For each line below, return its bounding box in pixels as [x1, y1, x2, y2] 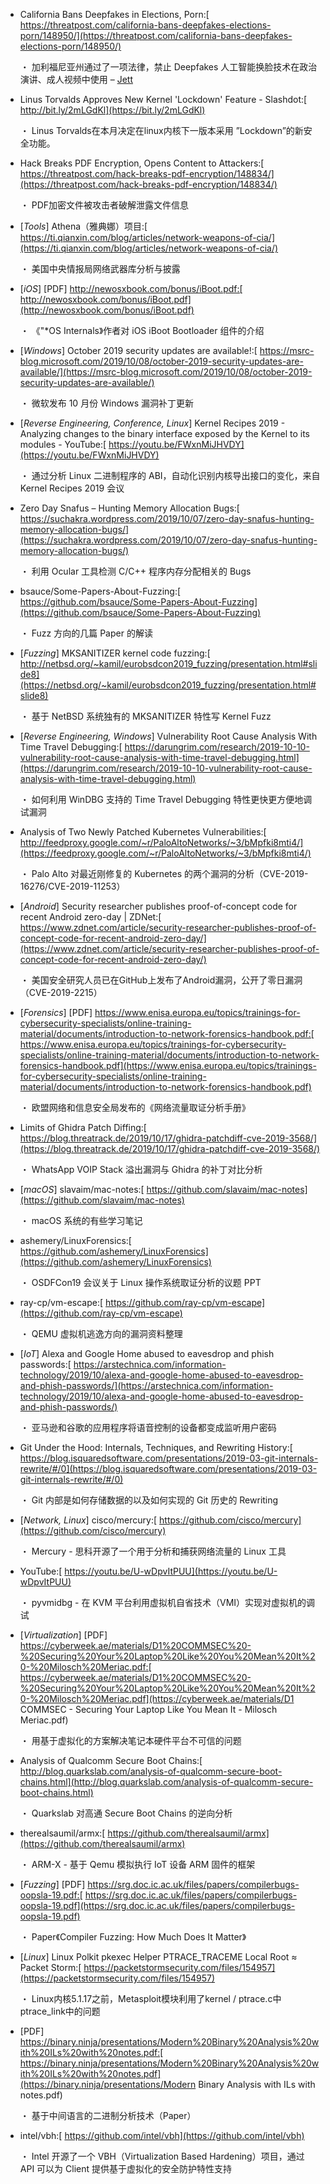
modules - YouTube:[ [19, 439, 107, 450]
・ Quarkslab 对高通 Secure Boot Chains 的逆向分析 [19, 1807, 233, 1819]
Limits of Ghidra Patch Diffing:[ [19, 1122, 147, 1133]
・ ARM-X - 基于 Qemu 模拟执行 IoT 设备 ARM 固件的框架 [19, 1859, 256, 1870]
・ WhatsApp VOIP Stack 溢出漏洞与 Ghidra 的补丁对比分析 [19, 1164, 263, 1175]
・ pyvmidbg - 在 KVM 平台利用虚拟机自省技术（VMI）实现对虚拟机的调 [19, 1597, 316, 1608]
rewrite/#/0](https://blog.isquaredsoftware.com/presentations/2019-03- [19, 1463, 318, 1474]
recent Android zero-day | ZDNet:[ [19, 911, 162, 923]
